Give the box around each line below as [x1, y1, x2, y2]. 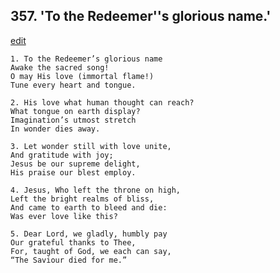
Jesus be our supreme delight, [10, 159, 141, 169]
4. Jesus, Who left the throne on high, [10, 185, 182, 195]
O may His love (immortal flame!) [10, 71, 155, 81]
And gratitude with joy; [10, 150, 114, 160]
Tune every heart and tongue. [10, 80, 137, 90]
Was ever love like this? [10, 211, 118, 221]
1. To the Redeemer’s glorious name [10, 54, 163, 64]
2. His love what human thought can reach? [10, 97, 195, 108]
